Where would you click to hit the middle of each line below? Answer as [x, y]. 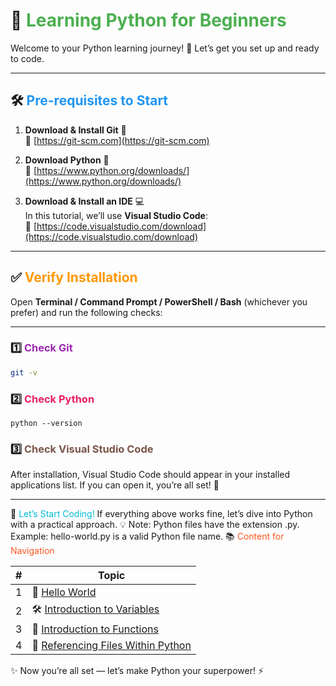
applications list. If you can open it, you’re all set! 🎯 [115, 485]
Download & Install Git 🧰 [75, 130]
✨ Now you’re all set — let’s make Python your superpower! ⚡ [137, 671]
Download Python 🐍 [67, 160]
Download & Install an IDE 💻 [84, 201]
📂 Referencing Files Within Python [111, 646]
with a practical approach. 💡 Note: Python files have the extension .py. [155, 525]
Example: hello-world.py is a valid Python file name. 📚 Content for [147, 536]
